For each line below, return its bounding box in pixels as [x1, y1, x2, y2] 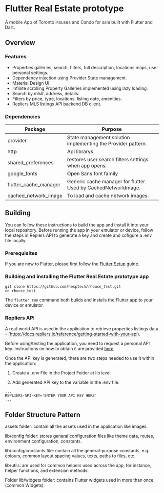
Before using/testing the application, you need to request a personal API [5, 340, 150, 346]
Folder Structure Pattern [5, 411, 81, 419]
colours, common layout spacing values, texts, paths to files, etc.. [5, 453, 137, 459]
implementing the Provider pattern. [67, 140, 147, 147]
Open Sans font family [67, 170, 118, 177]
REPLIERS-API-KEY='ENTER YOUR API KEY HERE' [5, 393, 97, 398]
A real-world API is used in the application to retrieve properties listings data [5, 325, 159, 331]
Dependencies [5, 113, 41, 120]
